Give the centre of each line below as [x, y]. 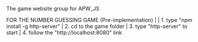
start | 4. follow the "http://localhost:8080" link [64, 33]
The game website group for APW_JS [53, 9]
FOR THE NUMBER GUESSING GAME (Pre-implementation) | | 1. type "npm [99, 20]
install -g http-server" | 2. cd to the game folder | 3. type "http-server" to [97, 26]
